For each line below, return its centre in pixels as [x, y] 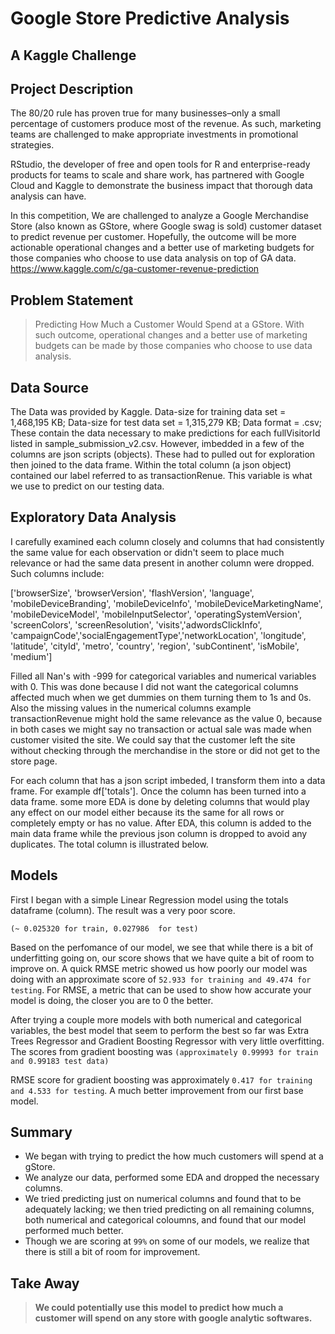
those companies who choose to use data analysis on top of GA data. [153, 258]
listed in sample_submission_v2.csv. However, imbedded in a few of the [157, 444]
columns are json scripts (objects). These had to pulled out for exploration [163, 454]
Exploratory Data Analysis [93, 517]
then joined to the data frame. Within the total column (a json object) [151, 465]
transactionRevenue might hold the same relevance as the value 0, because [166, 718]
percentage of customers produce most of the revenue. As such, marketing [166, 124]
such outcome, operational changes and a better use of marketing [171, 335]
